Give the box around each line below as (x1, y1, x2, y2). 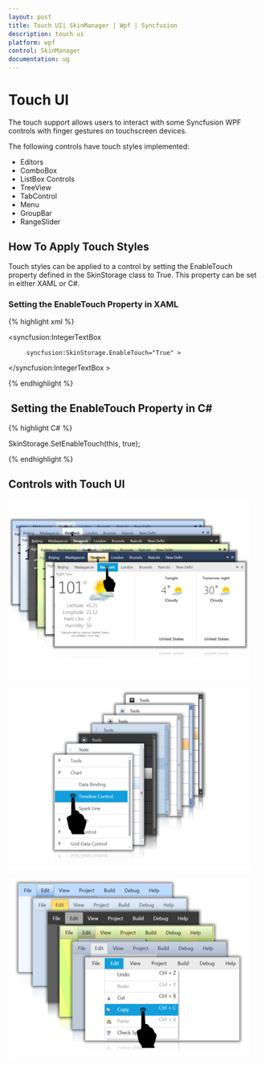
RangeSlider (19, 217, 61, 226)
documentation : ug (8, 55, 70, 63)
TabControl (19, 191, 58, 201)
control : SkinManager (8, 47, 81, 55)
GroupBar (19, 208, 52, 218)
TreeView (19, 182, 52, 192)
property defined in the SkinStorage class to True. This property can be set (8, 270, 257, 280)
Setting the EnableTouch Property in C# (10, 402, 213, 415)
